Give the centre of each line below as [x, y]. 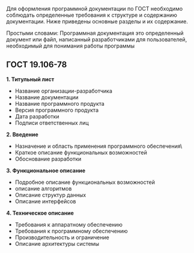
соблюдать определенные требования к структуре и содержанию [92, 15]
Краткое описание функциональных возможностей [81, 152]
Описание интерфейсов [45, 201]
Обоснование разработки [48, 159]
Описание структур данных [50, 195]
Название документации [47, 97]
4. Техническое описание [40, 213]
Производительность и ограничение [62, 237]
